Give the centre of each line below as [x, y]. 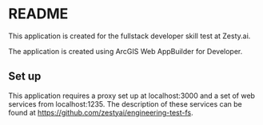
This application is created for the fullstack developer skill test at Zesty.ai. [130, 36]
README [38, 14]
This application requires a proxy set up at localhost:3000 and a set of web [132, 96]
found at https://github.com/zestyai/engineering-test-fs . [101, 112]
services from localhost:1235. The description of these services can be [125, 104]
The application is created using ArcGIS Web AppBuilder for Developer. [126, 51]
